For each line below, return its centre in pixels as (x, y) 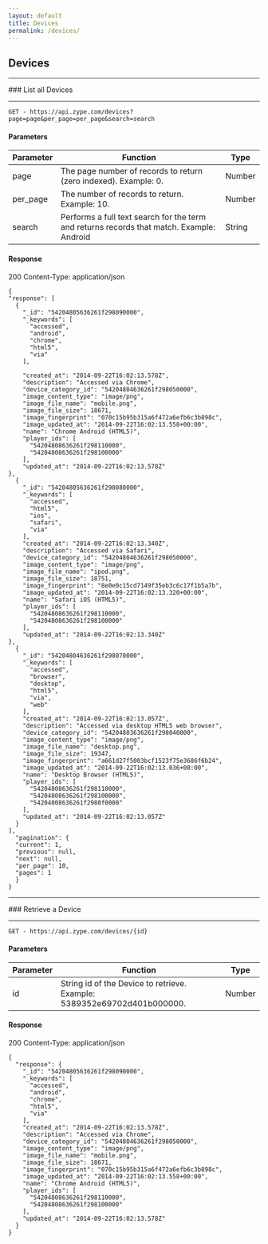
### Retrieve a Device (45, 909)
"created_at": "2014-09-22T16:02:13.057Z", (96, 718)
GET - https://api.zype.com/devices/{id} (78, 931)
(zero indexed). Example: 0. (112, 181)
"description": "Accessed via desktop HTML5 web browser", (123, 725)
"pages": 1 (33, 873)
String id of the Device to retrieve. (123, 983)
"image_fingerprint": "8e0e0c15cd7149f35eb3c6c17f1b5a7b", (123, 585)
